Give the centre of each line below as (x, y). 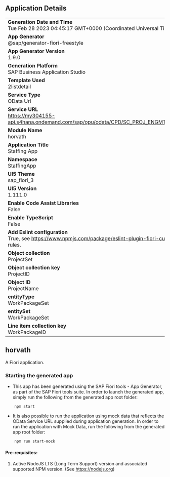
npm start (25, 406)
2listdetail (19, 87)
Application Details (36, 8)
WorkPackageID (27, 332)
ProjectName (23, 288)
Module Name (25, 130)
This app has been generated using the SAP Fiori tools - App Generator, (88, 386)
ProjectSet (20, 259)
